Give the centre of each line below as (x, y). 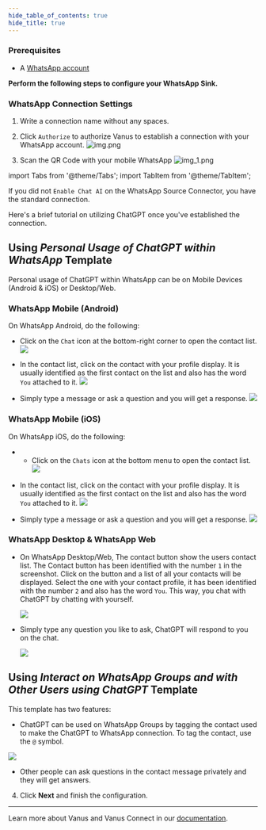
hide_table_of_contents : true (58, 15)
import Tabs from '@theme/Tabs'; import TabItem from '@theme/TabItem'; (130, 176)
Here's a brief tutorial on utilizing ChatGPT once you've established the (124, 215)
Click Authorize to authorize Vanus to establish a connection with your (134, 136)
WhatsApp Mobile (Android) (63, 308)
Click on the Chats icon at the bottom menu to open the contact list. (141, 460)
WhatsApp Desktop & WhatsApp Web (82, 540)
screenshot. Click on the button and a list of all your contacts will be (130, 574)
